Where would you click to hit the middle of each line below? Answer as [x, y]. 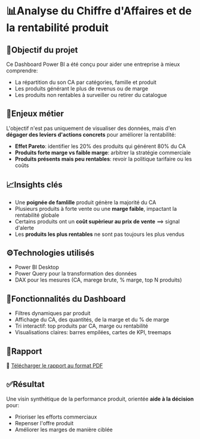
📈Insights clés [34, 185]
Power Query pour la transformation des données [76, 274]
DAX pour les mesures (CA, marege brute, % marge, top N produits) [98, 280]
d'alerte [24, 228]
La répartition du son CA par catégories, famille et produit [86, 82]
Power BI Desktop [37, 267]
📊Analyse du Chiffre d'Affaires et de [99, 11]
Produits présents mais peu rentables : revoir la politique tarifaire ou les [103, 159]
